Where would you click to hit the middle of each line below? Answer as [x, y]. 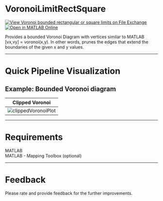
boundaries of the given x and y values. [44, 47]
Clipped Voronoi [32, 102]
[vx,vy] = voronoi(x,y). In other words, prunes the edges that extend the [77, 42]
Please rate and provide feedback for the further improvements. [69, 193]
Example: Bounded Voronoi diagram [61, 89]
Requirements [34, 137]
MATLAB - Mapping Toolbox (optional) [43, 156]
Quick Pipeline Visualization [63, 71]
